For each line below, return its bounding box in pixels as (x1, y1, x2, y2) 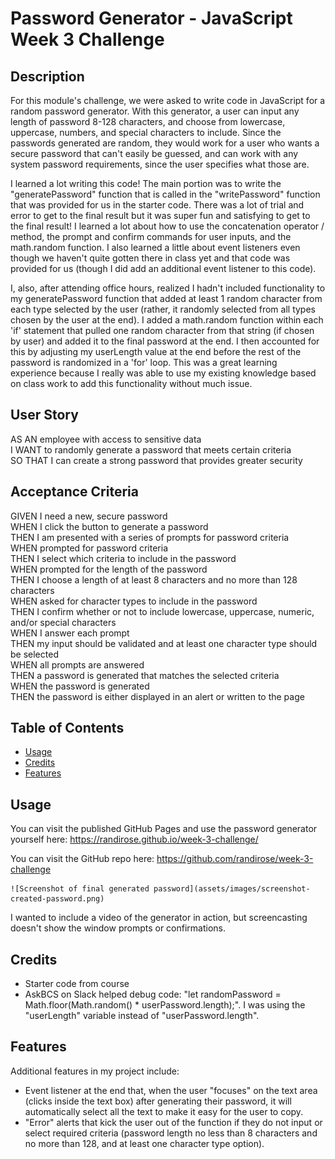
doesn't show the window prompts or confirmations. (10, 922, 227, 934)
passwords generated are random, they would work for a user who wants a (10, 137, 320, 149)
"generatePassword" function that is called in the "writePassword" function (10, 188, 321, 200)
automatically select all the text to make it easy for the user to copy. (24, 1105, 304, 1117)
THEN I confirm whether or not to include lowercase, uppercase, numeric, (10, 605, 315, 617)
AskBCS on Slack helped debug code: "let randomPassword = (24, 988, 282, 1001)
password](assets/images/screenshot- (153, 884, 311, 894)
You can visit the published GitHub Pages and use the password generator (10, 823, 318, 835)
